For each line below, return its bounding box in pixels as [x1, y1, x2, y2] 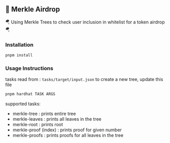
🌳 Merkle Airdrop [5, 5, 60, 14]
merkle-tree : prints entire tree [12, 110, 76, 117]
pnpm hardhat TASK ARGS [5, 92, 56, 97]
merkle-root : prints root [12, 122, 63, 128]
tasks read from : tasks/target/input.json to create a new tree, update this [5, 76, 163, 82]
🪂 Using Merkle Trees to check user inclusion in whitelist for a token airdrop [5, 19, 165, 25]
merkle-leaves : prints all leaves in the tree [12, 116, 101, 122]
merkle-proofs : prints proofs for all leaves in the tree [12, 132, 123, 138]
